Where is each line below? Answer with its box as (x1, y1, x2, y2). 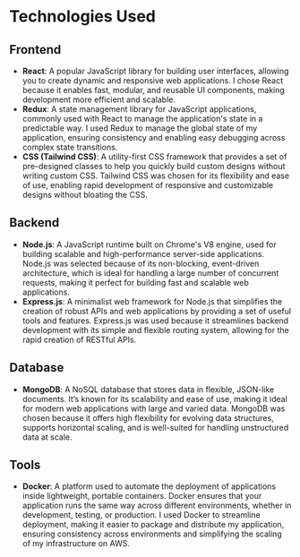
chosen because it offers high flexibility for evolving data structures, (21, 412, 275, 423)
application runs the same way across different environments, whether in (21, 500, 292, 511)
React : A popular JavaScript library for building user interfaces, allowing (21, 65, 289, 76)
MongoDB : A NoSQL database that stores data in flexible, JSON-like (21, 383, 275, 395)
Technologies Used (9, 6, 157, 27)
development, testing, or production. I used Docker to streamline (21, 510, 261, 520)
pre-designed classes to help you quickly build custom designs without (21, 161, 286, 171)
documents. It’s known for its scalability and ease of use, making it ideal (21, 393, 288, 404)
